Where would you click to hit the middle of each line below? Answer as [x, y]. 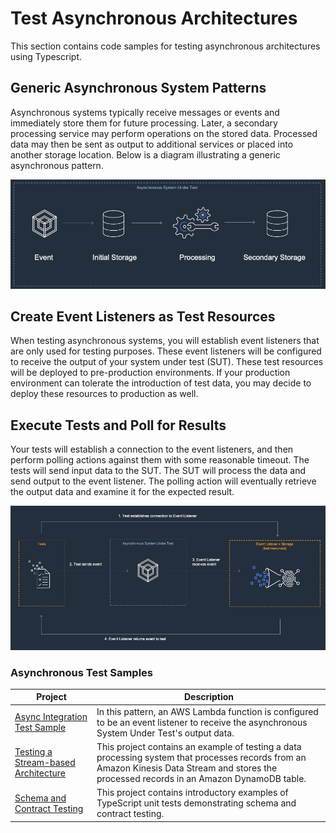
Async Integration [51, 717]
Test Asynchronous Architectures [154, 18]
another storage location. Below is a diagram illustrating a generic [145, 154]
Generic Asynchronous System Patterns [138, 88]
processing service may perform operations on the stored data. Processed [164, 133]
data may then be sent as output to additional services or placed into [152, 144]
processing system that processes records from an [201, 757]
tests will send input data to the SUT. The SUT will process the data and [158, 471]
